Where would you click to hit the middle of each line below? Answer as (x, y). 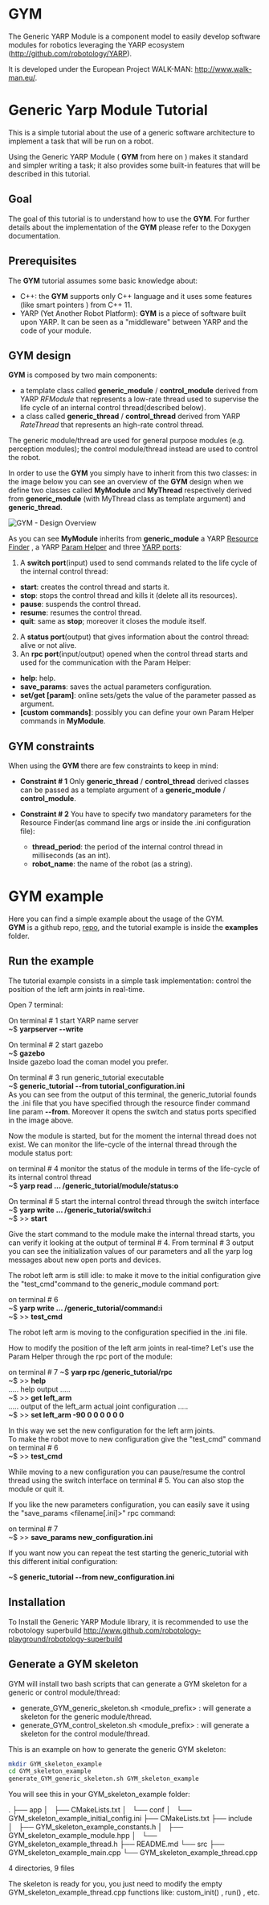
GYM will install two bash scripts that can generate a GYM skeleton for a (128, 1683)
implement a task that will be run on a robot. (81, 141)
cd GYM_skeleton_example (50, 1771)
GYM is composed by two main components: (83, 375)
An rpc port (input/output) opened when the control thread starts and (134, 654)
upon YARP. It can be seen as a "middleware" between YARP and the (134, 322)
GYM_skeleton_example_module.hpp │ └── (83, 1836)
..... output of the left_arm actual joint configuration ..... (98, 1406)
